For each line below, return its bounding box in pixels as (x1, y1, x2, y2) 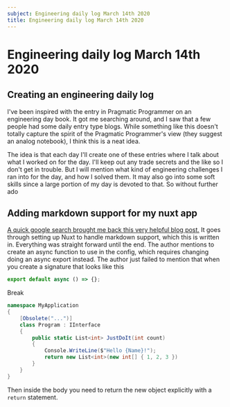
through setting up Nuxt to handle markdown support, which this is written (7, 233, 220, 242)
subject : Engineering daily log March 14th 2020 (7, 10, 150, 17)
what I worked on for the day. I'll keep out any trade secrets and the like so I (7, 158, 224, 166)
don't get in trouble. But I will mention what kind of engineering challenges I (7, 165, 223, 174)
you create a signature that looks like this (7, 263, 125, 271)
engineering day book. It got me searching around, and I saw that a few (7, 115, 211, 123)
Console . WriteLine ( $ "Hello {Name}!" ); (44, 347, 157, 354)
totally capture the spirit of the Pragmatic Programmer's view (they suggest (7, 129, 223, 138)
